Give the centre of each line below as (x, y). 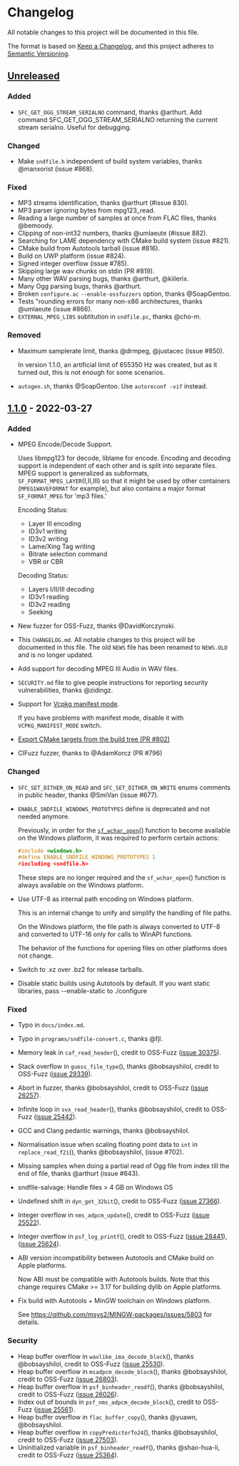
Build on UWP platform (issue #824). (72, 256)
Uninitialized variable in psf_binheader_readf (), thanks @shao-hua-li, (119, 1447)
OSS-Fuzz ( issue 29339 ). (55, 1074)
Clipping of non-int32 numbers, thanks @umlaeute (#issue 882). (113, 234)
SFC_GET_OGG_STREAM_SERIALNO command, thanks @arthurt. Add (110, 112)
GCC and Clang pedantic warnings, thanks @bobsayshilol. (103, 1131)
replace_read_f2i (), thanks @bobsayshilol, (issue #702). (101, 1152)
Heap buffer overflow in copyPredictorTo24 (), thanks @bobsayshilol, (118, 1432)
